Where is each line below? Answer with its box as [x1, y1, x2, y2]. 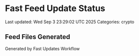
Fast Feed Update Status [5, 3, 105, 14]
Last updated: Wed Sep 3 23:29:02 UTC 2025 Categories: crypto [5, 19, 135, 25]
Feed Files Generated [5, 33, 70, 41]
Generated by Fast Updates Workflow [5, 45, 80, 51]
